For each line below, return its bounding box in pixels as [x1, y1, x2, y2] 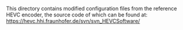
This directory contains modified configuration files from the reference [6, 5, 178, 12]
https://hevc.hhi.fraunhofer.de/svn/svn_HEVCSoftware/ [6, 18, 140, 24]
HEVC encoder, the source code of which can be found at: [6, 11, 148, 18]
